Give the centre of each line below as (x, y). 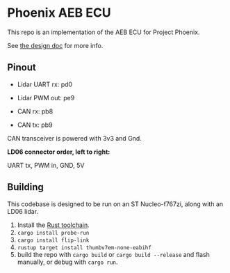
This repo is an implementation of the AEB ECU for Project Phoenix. (104, 32)
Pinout (22, 68)
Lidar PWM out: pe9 (46, 97)
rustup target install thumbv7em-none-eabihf (84, 248)
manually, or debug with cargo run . (67, 262)
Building (25, 187)
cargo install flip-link (53, 240)
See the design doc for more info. (55, 45)
